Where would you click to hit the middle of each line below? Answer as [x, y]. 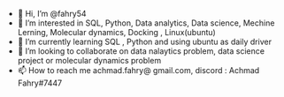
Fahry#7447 [40, 83]
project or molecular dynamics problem [89, 60]
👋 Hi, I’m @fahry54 [52, 14]
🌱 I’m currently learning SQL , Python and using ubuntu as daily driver [145, 41]
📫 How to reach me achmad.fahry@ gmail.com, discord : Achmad [138, 70]
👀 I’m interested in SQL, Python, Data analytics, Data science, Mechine [146, 23]
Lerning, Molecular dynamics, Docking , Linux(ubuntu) [117, 32]
